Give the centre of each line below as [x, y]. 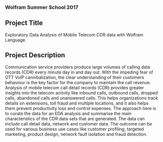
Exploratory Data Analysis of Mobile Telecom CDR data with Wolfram [74, 35]
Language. [16, 40]
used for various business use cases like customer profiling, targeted [74, 129]
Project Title [24, 23]
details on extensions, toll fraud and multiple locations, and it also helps [77, 103]
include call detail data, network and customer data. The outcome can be [79, 124]
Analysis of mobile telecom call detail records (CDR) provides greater [75, 88]
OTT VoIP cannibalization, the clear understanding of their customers [75, 77]
